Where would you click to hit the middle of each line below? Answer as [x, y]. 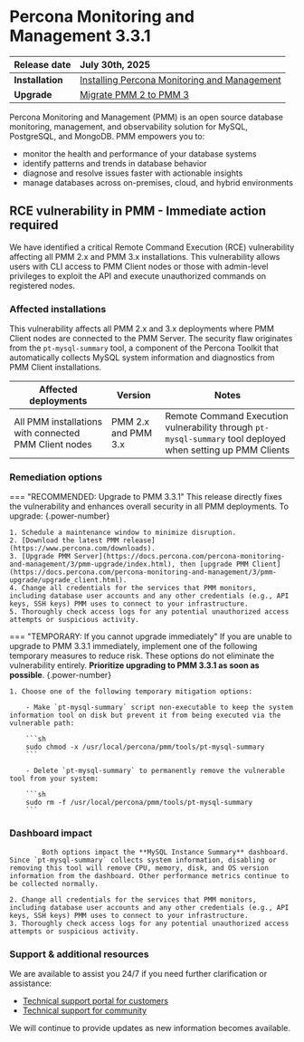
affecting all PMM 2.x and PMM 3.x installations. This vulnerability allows [145, 256]
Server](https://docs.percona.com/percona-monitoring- [179, 557]
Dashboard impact [51, 833]
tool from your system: [54, 779]
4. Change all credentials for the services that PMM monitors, [133, 588]
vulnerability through [209, 427]
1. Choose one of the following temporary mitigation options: [131, 692]
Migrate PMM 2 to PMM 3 [135, 94]
